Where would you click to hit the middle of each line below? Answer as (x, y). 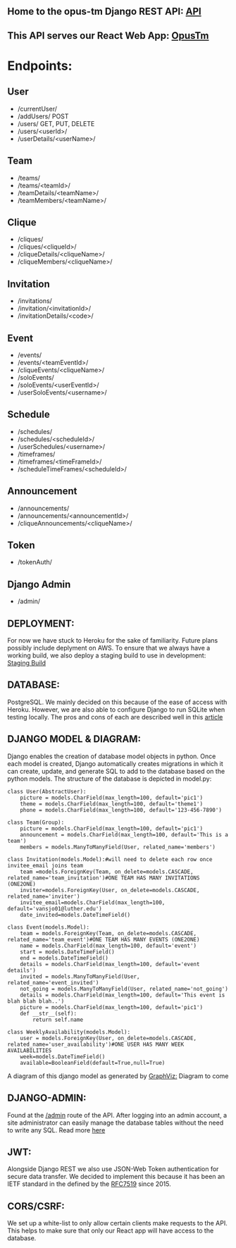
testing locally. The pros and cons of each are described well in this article (115, 717)
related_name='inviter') (44, 896)
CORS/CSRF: (36, 1206)
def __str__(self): (49, 1013)
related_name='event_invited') (53, 982)
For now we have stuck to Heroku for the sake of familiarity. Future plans (113, 641)
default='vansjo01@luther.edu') (55, 908)
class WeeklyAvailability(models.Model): (69, 1032)
